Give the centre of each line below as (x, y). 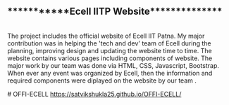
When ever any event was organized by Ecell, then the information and (110, 73)
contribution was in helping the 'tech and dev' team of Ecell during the (109, 43)
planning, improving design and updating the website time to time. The (110, 50)
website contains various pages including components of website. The (110, 58)
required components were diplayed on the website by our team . (102, 80)
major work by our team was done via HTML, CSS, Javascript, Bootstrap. (113, 65)
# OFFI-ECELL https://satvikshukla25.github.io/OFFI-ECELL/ (94, 94)
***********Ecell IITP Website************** (115, 12)
